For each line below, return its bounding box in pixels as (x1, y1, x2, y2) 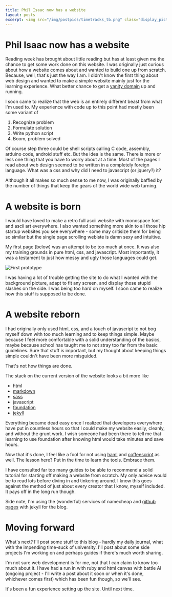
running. (5, 89, 23, 95)
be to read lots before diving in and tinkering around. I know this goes (5, 478, 152, 484)
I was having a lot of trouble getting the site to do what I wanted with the (5, 274, 158, 281)
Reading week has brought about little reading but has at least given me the (5, 56, 165, 62)
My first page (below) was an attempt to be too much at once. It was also (5, 244, 160, 250)
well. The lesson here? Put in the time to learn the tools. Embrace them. (5, 457, 156, 463)
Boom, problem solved (12, 136, 60, 142)
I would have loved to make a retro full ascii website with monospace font (5, 218, 160, 224)
